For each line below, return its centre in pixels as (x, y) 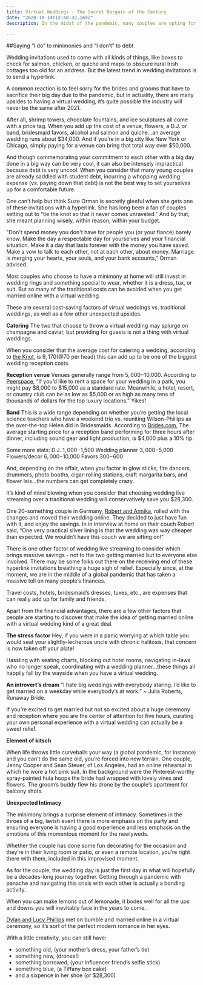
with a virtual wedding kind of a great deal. (60, 624)
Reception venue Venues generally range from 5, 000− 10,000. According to (101, 375)
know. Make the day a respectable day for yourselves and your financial (96, 239)
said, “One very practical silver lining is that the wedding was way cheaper (99, 530)
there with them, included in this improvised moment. (73, 859)
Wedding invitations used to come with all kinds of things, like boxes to (95, 58)
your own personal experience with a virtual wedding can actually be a (95, 722)
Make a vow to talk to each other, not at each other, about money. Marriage (100, 252)
